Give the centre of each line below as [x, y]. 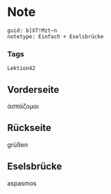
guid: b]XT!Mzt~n [32, 30]
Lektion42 [22, 69]
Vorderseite [33, 90]
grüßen [18, 144]
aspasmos [22, 183]
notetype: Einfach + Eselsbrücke [55, 36]
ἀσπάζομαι [23, 106]
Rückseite [29, 128]
